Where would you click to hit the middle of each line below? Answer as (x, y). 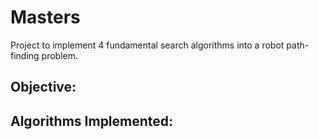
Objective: (43, 87)
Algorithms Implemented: (92, 121)
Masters (45, 17)
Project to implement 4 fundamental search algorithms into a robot (147, 45)
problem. (60, 55)
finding (25, 55)
